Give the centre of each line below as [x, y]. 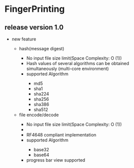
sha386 [41, 104]
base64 [41, 155]
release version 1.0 [34, 27]
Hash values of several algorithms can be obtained [78, 63]
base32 [41, 150]
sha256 [41, 99]
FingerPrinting [35, 9]
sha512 [41, 110]
